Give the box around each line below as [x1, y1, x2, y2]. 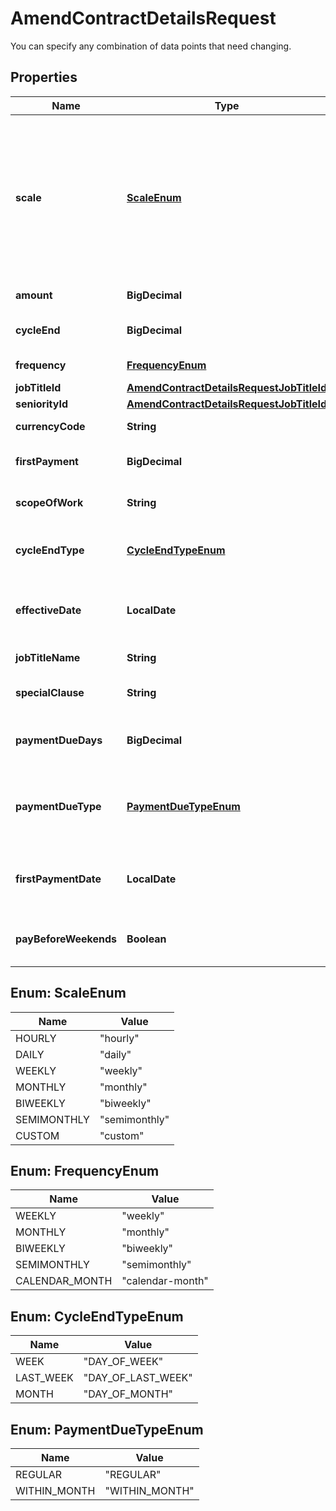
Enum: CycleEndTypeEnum [10, 1308, 184, 1325]
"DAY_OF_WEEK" [83, 1355, 164, 1369]
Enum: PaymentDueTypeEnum [10, 1421, 204, 1438]
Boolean [126, 932, 167, 946]
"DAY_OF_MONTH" [83, 1387, 173, 1401]
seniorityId [15, 397, 68, 411]
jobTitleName [15, 650, 81, 664]
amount [15, 288, 53, 302]
